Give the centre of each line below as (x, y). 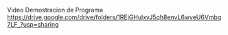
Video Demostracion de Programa (55, 10)
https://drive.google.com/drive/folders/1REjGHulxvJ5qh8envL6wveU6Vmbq (114, 17)
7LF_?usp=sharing (33, 24)
